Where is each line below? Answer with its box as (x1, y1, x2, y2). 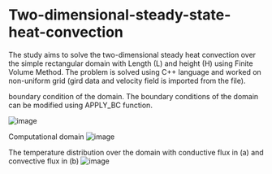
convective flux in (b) (8, 156, 80, 166)
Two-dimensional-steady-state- (8, 6, 231, 24)
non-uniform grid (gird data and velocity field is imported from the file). (8, 76, 246, 85)
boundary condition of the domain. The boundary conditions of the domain (8, 91, 259, 101)
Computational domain (8, 132, 84, 141)
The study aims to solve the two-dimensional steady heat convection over (8, 50, 257, 59)
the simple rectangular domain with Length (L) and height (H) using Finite (8, 59, 253, 68)
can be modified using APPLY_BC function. (8, 100, 153, 110)
